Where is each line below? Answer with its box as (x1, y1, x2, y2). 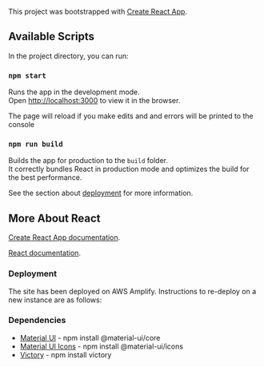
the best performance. (8, 173, 82, 182)
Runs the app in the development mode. (8, 87, 140, 97)
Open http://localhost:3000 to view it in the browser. (8, 96, 181, 106)
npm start (8, 71, 46, 80)
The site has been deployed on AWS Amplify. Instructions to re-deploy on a (8, 286, 257, 296)
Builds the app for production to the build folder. (8, 156, 169, 166)
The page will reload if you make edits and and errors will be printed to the (8, 111, 254, 121)
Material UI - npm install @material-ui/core (19, 333, 161, 342)
